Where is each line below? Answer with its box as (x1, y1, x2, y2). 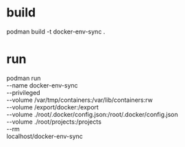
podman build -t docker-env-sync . (6, 27, 106, 36)
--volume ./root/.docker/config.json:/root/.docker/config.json (6, 110, 179, 118)
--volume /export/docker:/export (6, 103, 99, 111)
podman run (6, 74, 41, 82)
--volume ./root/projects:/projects (6, 118, 102, 126)
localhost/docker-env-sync (6, 132, 84, 140)
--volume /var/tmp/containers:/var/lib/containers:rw (6, 96, 153, 104)
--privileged (6, 88, 40, 96)
